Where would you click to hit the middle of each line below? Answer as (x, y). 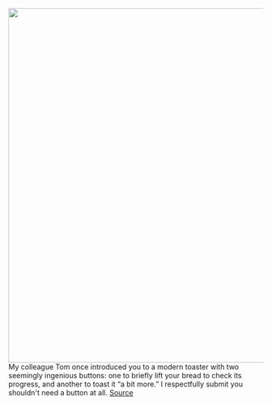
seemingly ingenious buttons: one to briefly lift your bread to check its (125, 375)
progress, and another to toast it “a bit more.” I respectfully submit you (126, 384)
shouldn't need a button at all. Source (71, 392)
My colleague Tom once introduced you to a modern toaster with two (124, 367)
